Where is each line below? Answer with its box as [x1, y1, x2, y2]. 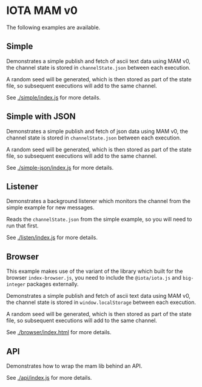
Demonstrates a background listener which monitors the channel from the [6, 198, 191, 205]
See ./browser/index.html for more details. [6, 329, 112, 336]
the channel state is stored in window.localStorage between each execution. [6, 298, 196, 306]
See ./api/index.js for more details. [6, 374, 92, 381]
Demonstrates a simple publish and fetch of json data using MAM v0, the [6, 127, 189, 135]
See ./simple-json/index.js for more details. [6, 164, 114, 171]
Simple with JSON [6, 112, 76, 122]
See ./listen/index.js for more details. [6, 234, 98, 241]
